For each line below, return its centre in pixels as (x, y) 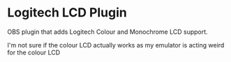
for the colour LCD (34, 52)
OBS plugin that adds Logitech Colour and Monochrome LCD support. (107, 32)
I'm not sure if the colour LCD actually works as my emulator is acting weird (116, 45)
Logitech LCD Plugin (67, 13)
